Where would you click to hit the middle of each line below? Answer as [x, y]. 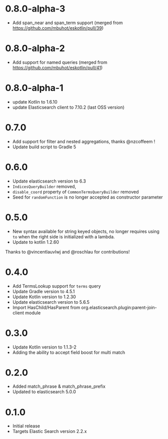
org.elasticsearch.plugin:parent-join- [119, 307]
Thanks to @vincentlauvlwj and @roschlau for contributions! [67, 251]
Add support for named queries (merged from [60, 62]
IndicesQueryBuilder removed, [44, 186]
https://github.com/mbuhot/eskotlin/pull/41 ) [57, 67]
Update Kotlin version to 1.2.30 [44, 297]
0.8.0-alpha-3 [35, 9]
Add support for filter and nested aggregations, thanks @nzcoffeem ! [84, 141]
